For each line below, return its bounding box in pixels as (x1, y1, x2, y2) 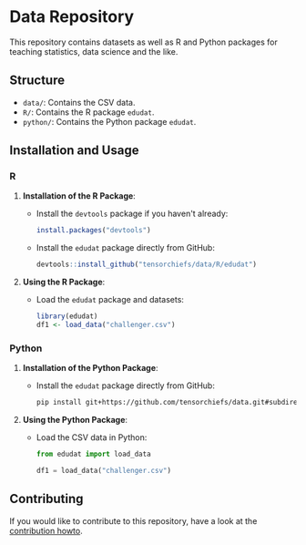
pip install (36, 398, 82, 407)
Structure (9, 73, 66, 88)
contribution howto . (9, 525, 84, 536)
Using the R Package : (22, 276, 106, 288)
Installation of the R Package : (22, 190, 137, 201)
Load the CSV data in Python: (36, 432, 148, 443)
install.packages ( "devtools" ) (36, 226, 152, 235)
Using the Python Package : (22, 415, 128, 426)
